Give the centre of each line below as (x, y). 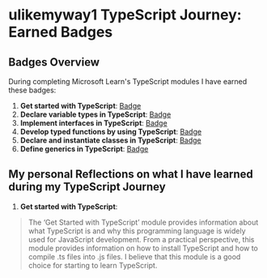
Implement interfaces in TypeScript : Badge (93, 123)
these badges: (32, 90)
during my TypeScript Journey (87, 187)
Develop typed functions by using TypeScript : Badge (111, 132)
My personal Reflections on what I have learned (131, 175)
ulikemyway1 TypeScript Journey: (125, 15)
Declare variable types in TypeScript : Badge (95, 114)
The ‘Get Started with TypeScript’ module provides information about (143, 222)
